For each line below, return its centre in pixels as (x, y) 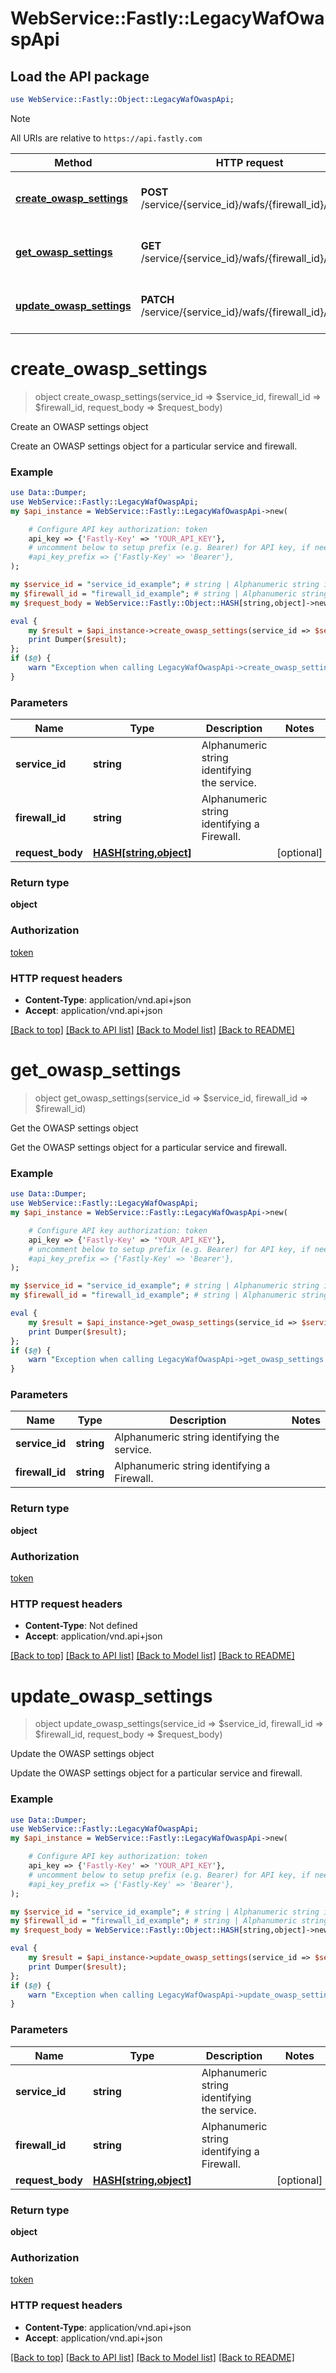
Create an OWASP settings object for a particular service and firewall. (154, 446)
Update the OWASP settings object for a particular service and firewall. (156, 1773)
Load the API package (80, 76)
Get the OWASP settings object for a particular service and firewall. (149, 1147)
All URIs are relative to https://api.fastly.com (106, 138)
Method (73, 162)
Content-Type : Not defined (81, 1626)
